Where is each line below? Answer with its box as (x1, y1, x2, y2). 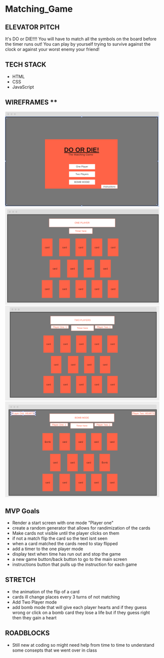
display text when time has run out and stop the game (12, 551, 121, 557)
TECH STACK (5, 60, 47, 69)
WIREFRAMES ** (5, 98, 58, 106)
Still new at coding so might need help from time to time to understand (12, 642, 155, 648)
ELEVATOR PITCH (5, 23, 60, 31)
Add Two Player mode (12, 599, 57, 605)
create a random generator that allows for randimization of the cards (12, 525, 151, 531)
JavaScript (12, 84, 34, 90)
